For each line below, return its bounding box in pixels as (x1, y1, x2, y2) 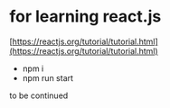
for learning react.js (9, 6, 162, 27)
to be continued (9, 90, 69, 101)
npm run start (22, 72, 74, 83)
